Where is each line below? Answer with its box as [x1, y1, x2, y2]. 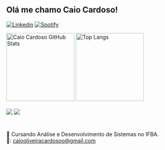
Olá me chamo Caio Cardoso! [6, 5, 118, 15]
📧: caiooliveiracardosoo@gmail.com [6, 137, 96, 144]
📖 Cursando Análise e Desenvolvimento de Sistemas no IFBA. [6, 130, 159, 138]
